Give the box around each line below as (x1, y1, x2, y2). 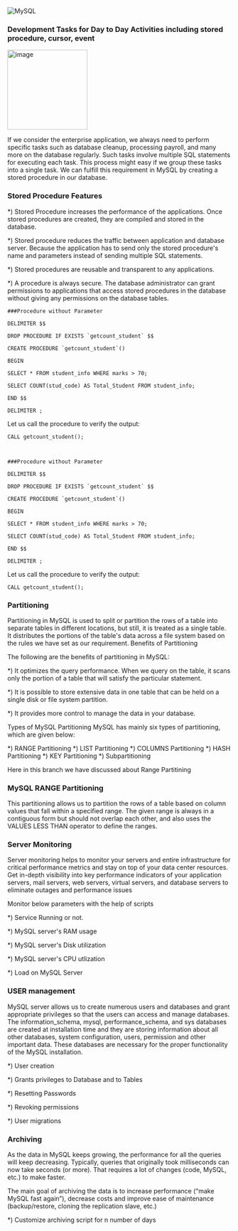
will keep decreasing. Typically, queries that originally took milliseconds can (7, 1158, 229, 1166)
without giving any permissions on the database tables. (7, 293, 169, 302)
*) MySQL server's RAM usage (7, 927, 97, 936)
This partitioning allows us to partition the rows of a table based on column (7, 799, 227, 808)
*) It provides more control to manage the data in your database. (7, 709, 196, 717)
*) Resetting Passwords (7, 1089, 77, 1097)
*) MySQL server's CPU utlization (7, 955, 105, 963)
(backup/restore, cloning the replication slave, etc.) (7, 1202, 158, 1210)
